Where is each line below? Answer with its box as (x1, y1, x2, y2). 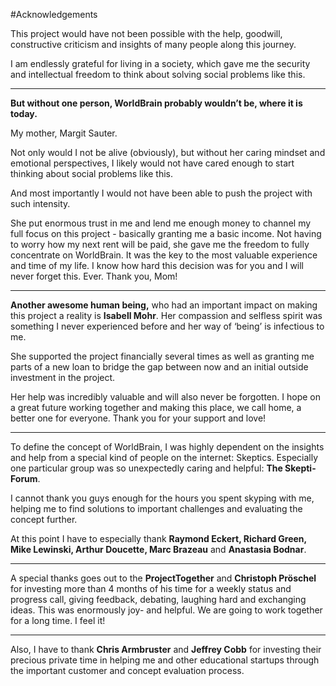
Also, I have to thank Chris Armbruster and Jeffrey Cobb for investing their (10, 644, 322, 655)
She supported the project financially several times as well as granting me (10, 350, 315, 362)
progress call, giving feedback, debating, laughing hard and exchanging (10, 594, 307, 605)
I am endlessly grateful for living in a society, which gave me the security (10, 58, 311, 69)
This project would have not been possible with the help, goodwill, (10, 28, 283, 39)
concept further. (10, 514, 78, 525)
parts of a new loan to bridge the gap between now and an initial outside (10, 361, 309, 373)
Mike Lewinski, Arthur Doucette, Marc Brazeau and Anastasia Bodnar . (10, 544, 307, 555)
